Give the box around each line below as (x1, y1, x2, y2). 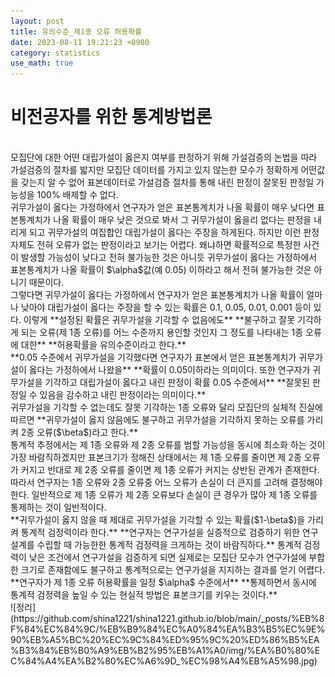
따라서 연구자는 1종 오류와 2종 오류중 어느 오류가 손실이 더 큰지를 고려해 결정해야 (10, 476, 323, 489)
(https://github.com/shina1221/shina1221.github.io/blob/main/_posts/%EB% (10, 613, 320, 625)
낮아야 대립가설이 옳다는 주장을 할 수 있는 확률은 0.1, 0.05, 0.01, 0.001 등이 (20, 301, 312, 314)
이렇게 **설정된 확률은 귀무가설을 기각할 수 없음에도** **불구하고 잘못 (23, 314, 296, 326)
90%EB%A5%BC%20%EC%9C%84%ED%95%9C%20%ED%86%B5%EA (10, 634, 320, 646)
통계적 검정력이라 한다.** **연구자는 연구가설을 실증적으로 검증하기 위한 (20, 526, 300, 539)
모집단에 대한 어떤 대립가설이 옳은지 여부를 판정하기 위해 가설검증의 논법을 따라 (10, 151, 318, 164)
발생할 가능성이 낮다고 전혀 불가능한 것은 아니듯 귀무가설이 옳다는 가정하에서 (20, 251, 318, 264)
